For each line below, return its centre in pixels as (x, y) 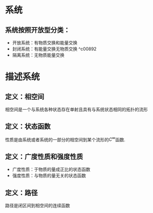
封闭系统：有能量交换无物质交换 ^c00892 (54, 49)
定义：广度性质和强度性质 (44, 156)
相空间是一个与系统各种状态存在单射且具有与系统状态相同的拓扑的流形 (76, 109)
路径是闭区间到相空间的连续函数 (38, 206)
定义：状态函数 (28, 127)
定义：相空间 (25, 97)
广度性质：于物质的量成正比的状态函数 (51, 170)
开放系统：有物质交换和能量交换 (45, 43)
